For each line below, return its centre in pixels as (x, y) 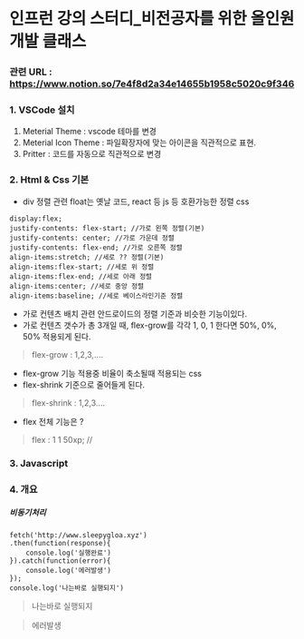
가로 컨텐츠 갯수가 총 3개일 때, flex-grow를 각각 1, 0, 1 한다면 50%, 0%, (150, 325)
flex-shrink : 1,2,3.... (68, 403)
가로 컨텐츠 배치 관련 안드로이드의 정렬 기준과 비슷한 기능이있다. (134, 313)
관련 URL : (31, 72)
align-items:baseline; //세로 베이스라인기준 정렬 (96, 296)
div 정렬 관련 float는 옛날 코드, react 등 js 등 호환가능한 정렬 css (136, 202)
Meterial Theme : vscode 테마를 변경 (89, 132)
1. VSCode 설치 (42, 110)
